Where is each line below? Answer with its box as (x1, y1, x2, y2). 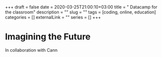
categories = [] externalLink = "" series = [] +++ (5, 14, 101, 20)
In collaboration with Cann (5, 47, 57, 53)
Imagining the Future (5, 31, 91, 43)
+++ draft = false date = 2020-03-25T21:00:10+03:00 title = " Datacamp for (5, 4, 158, 10)
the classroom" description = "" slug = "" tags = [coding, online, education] (5, 9, 156, 15)
